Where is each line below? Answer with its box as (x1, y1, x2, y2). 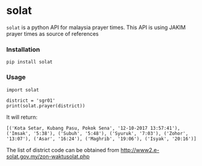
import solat (6, 87, 39, 93)
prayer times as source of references (6, 30, 99, 37)
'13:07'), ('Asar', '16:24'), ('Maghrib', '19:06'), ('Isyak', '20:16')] (6, 136, 197, 142)
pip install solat (6, 59, 53, 65)
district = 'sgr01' (6, 98, 56, 104)
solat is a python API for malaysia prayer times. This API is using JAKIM (6, 24, 186, 31)
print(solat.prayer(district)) (6, 102, 86, 109)
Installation (6, 45, 41, 53)
